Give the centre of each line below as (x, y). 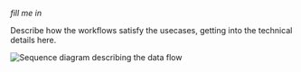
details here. (33, 40)
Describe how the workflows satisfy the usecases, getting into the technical (151, 30)
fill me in (26, 13)
